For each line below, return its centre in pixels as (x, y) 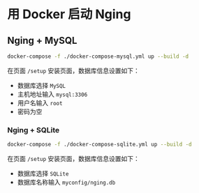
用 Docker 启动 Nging (69, 14)
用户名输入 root (40, 102)
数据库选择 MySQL (42, 85)
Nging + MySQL (42, 40)
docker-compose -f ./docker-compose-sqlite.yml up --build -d (99, 145)
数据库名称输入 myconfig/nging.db (66, 183)
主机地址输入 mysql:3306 (52, 94)
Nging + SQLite (34, 130)
